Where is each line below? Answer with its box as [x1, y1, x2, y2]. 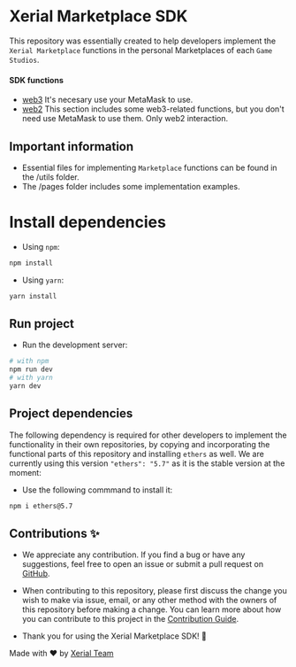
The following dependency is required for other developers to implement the [9, 430, 287, 440]
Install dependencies [9, 213, 166, 232]
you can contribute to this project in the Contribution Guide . [21, 614, 239, 624]
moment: [9, 467, 42, 477]
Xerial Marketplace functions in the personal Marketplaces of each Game [9, 44, 273, 55]
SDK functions [9, 74, 64, 85]
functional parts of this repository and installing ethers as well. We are [9, 448, 265, 459]
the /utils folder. [21, 171, 80, 182]
